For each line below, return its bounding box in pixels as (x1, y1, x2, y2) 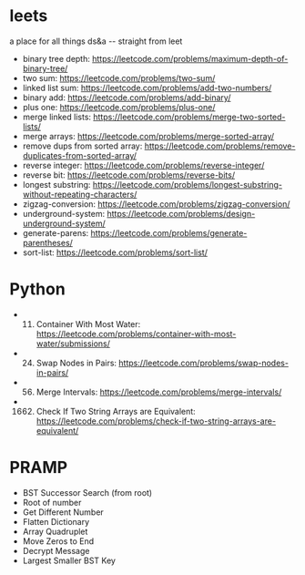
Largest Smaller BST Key (22, 555, 117, 566)
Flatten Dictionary (22, 516, 90, 527)
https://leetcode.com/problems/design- (107, 208, 256, 219)
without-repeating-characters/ (22, 189, 137, 200)
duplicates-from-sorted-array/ (22, 149, 137, 160)
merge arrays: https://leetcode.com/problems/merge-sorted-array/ (22, 130, 275, 141)
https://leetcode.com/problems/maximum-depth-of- (92, 53, 289, 64)
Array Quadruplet (22, 526, 88, 537)
